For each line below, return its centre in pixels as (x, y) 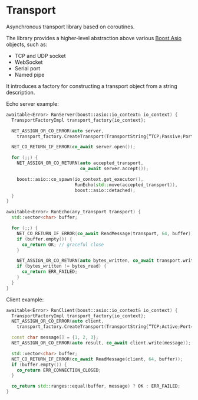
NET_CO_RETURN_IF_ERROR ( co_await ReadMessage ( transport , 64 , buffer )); (106, 233)
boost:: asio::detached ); (105, 190)
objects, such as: (27, 44)
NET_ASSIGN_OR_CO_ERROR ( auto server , (58, 131)
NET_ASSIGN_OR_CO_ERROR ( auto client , (58, 321)
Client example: (25, 300)
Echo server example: (32, 103)
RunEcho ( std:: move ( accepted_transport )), (126, 185)
